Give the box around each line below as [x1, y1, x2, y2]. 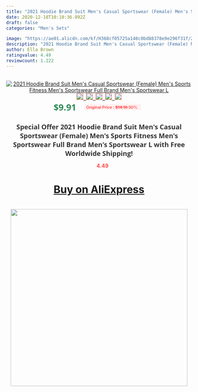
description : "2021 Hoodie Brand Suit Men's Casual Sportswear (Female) [6, 41, 189, 47]
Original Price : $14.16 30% [86, 104, 138, 110]
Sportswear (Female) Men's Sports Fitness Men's [19, 130, 179, 141]
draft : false [6, 19, 38, 25]
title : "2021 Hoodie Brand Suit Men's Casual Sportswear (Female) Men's [6, 8, 189, 15]
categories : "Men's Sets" [6, 25, 70, 31]
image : [6, 36, 22, 42]
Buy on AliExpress [53, 183, 145, 197]
